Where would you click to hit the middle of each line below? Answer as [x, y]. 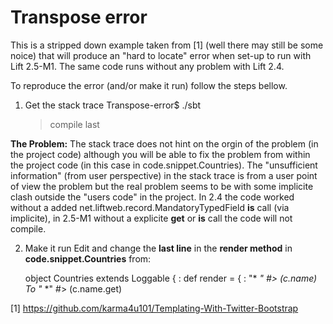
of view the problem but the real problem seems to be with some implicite [162, 186]
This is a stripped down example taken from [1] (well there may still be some [167, 45]
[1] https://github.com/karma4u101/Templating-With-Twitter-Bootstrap [154, 308]
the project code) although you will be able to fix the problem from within [160, 154]
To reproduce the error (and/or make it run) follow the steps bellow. [149, 85]
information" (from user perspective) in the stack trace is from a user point [164, 175]
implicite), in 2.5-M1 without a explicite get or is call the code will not [151, 218]
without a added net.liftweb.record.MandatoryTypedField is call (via [150, 207]
